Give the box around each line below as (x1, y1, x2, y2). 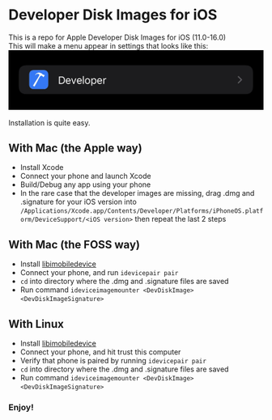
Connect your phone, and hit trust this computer (19, 347, 181, 357)
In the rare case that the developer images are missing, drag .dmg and (19, 189, 255, 198)
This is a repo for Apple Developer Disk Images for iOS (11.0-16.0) (8, 32, 227, 42)
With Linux (8, 317, 65, 331)
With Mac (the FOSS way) (8, 237, 140, 252)
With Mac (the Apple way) (8, 141, 143, 155)
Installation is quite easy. (8, 117, 91, 127)
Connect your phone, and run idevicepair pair (19, 268, 179, 278)
